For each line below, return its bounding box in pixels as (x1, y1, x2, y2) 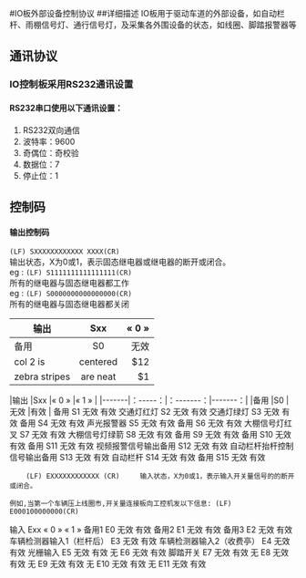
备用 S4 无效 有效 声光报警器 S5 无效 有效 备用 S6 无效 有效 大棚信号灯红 (19, 418, 293, 428)
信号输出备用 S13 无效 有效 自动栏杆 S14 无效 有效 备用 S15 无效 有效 (9, 452, 266, 463)
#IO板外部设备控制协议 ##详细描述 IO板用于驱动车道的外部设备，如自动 (9, 8, 278, 18)
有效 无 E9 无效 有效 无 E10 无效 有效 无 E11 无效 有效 (9, 559, 207, 570)
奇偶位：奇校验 (22, 147, 79, 158)
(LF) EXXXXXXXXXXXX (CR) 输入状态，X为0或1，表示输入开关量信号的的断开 (25, 472, 295, 481)
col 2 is (14, 356, 46, 368)
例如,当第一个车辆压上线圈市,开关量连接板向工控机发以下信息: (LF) (9, 500, 232, 509)
